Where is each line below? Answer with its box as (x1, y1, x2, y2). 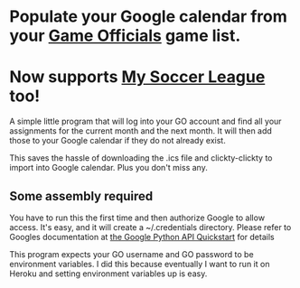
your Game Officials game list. (9, 25, 241, 46)
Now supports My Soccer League (9, 67, 266, 88)
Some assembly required (9, 188, 154, 204)
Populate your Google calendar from (9, 6, 287, 27)
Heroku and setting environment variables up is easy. (9, 268, 208, 279)
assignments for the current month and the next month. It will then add (9, 125, 273, 136)
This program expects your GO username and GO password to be (9, 248, 255, 259)
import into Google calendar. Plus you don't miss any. (9, 163, 208, 173)
